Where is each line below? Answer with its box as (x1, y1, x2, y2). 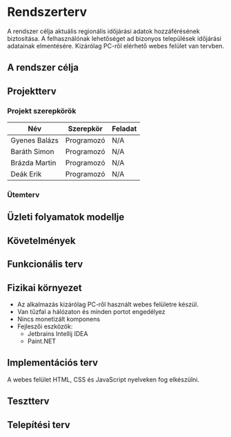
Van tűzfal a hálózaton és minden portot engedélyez (17, 307, 165, 315)
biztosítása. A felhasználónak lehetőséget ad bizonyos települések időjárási (7, 34, 222, 42)
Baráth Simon (10, 147, 54, 156)
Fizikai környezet (7, 281, 82, 294)
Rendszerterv (7, 4, 88, 20)
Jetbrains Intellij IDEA (27, 329, 88, 337)
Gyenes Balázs (10, 136, 59, 145)
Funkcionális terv (7, 259, 83, 270)
